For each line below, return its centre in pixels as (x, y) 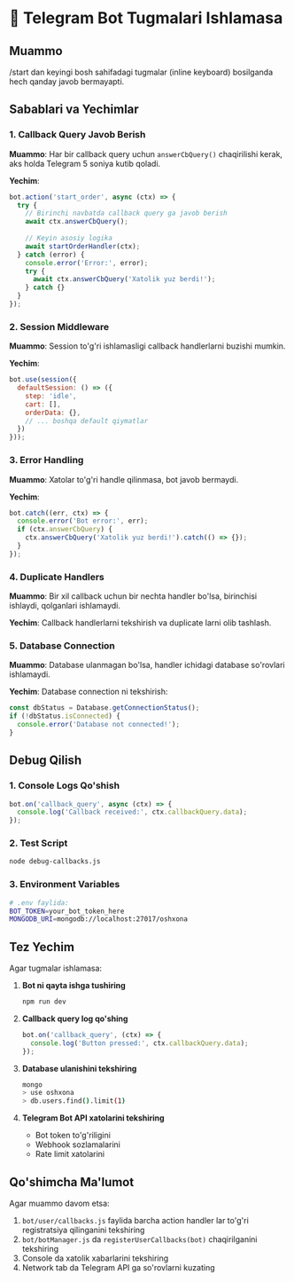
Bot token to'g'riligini (73, 1136)
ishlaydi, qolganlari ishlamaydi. (65, 606)
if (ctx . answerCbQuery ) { (65, 530)
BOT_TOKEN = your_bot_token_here (67, 911)
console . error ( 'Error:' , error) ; (87, 263)
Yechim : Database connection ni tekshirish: (89, 692)
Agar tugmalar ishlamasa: (56, 968)
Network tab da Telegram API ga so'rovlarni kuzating (118, 1268)
